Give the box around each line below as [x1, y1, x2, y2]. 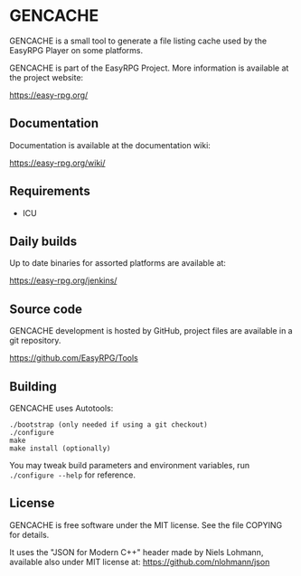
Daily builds [9, 233, 78, 249]
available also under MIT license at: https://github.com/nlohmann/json [9, 556, 270, 567]
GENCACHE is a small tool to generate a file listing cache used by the [9, 35, 268, 46]
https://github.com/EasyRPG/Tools [9, 353, 138, 364]
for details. [9, 529, 50, 540]
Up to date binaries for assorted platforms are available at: [9, 258, 226, 269]
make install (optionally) [9, 444, 111, 453]
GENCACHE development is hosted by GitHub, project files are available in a [9, 326, 293, 336]
